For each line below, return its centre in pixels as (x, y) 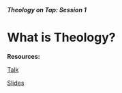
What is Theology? (61, 38)
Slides (16, 83)
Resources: (24, 56)
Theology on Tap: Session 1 (47, 10)
